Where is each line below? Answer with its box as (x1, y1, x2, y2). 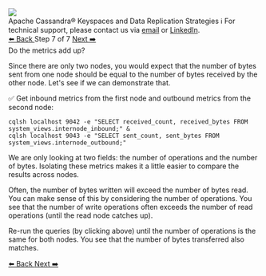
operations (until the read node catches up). (8, 211, 153, 220)
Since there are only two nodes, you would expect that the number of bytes (8, 61, 257, 70)
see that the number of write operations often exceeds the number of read (8, 203, 253, 211)
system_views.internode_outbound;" (8, 139, 127, 147)
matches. (8, 243, 39, 252)
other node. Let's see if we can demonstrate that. (8, 78, 171, 87)
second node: (8, 103, 54, 112)
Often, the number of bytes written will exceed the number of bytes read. (8, 185, 249, 195)
